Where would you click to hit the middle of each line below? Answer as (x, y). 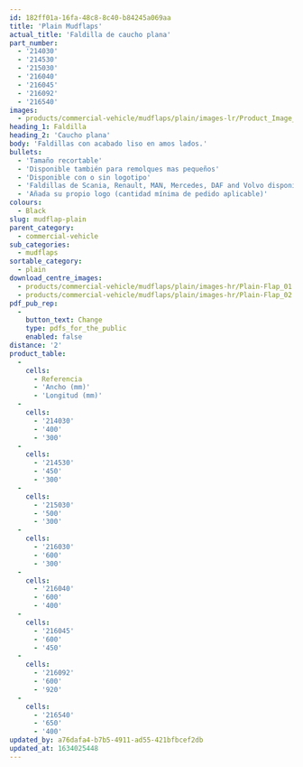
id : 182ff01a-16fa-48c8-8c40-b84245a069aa (90, 18)
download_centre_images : (56, 278)
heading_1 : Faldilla (48, 127)
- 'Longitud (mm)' (68, 396)
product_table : (38, 353)
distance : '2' (36, 345)
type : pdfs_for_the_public (76, 329)
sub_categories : (40, 245)
